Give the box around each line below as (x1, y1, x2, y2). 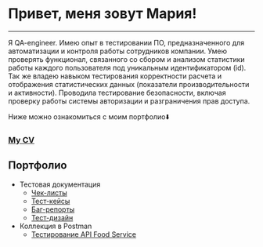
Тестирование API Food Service (31, 229, 137, 239)
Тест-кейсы (31, 196, 70, 205)
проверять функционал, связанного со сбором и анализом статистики (8, 54, 245, 64)
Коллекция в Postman (19, 221, 92, 231)
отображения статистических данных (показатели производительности (8, 79, 250, 89)
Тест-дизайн (31, 212, 74, 222)
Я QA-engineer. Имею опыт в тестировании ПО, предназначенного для (8, 38, 245, 47)
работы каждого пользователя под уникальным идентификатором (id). (8, 63, 247, 72)
